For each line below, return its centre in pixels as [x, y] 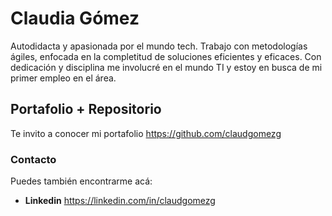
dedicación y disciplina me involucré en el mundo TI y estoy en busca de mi [166, 67]
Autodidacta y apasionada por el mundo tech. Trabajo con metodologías [159, 46]
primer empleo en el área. [63, 78]
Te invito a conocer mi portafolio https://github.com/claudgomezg [146, 133]
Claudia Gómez [75, 18]
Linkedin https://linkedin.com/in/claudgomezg [120, 201]
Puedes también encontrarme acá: [81, 181]
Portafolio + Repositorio [86, 109]
